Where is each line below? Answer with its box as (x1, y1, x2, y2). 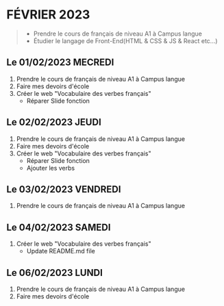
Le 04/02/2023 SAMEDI (6, 221, 111, 233)
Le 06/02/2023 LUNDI (6, 267, 103, 279)
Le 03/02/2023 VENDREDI (6, 183, 121, 195)
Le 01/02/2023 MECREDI (6, 57, 114, 68)
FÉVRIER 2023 (6, 7, 90, 23)
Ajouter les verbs (26, 164, 75, 172)
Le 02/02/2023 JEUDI (6, 116, 102, 128)
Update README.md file (26, 247, 95, 255)
